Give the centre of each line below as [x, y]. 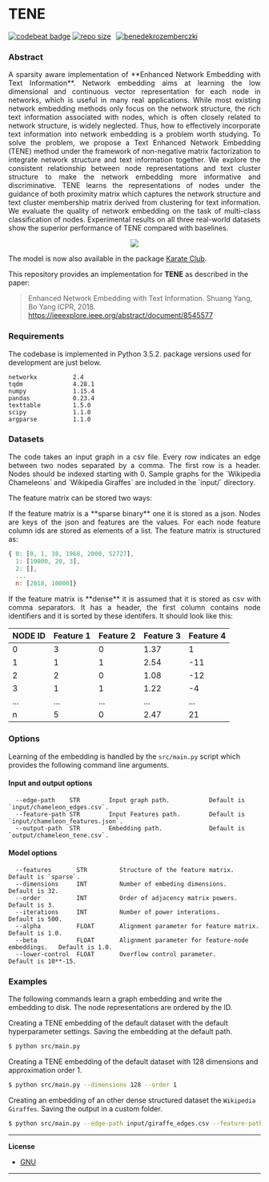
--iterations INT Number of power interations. [118, 912]
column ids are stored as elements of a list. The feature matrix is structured [134, 530]
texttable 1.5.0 [50, 405]
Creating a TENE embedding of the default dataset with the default [118, 1023]
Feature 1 [72, 636]
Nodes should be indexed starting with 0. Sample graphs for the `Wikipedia [134, 474]
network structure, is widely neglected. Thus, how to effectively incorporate [134, 126]
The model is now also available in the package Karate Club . [108, 259]
